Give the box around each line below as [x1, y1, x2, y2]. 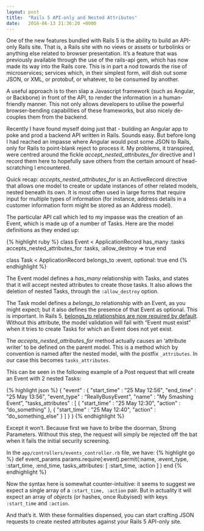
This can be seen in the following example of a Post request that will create [6, 368, 195, 376]
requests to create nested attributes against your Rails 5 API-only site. [6, 518, 182, 526]
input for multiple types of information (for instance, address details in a [6, 195, 187, 203]
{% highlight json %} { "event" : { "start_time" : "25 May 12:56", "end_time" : [6, 387, 197, 394]
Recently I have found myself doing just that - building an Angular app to [6, 125, 188, 133]
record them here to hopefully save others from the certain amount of [6, 158, 181, 165]
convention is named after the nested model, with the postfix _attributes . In [6, 350, 198, 357]
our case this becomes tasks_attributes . [6, 357, 111, 364]
